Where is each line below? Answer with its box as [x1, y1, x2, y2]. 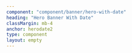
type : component [6, 32, 47, 38]
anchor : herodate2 [6, 26, 53, 32]
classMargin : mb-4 [6, 20, 53, 26]
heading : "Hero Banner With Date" [6, 15, 94, 21]
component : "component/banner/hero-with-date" [6, 9, 127, 15]
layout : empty [6, 37, 43, 43]
